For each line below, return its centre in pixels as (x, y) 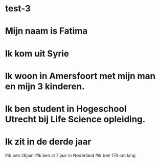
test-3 (18, 9)
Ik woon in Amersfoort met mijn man (80, 76)
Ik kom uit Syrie (37, 53)
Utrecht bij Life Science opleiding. (75, 119)
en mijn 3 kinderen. (45, 86)
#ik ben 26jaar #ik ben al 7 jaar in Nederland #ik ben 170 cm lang (70, 155)
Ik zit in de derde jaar (48, 142)
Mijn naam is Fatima (46, 31)
